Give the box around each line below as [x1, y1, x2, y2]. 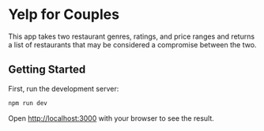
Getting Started [8, 63, 86, 77]
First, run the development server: [8, 84, 119, 93]
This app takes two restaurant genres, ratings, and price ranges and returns [8, 32, 255, 41]
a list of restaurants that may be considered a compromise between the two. [8, 39, 257, 49]
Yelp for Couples [8, 6, 120, 24]
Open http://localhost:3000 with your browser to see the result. [8, 113, 215, 123]
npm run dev [8, 99, 47, 107]
